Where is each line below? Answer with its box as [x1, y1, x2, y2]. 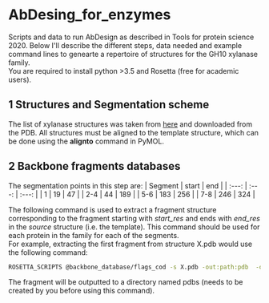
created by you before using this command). [8, 286, 155, 296]
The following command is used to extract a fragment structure [8, 204, 218, 214]
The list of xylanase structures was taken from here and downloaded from [8, 119, 253, 129]
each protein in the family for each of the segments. [8, 230, 179, 240]
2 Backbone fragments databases [8, 160, 181, 173]
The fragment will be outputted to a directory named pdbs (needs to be [8, 277, 243, 287]
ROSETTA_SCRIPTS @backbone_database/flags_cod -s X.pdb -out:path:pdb [8, 263, 249, 271]
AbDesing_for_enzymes [8, 6, 171, 24]
